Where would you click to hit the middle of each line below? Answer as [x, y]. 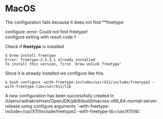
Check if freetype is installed [35, 46]
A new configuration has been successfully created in [60, 95]
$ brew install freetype [30, 55]
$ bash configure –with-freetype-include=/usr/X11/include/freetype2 [78, 82]
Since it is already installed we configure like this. [55, 73]
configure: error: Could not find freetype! [46, 31]
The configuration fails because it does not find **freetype [64, 22]
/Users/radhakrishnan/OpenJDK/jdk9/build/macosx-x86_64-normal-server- [82, 101]
